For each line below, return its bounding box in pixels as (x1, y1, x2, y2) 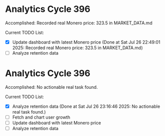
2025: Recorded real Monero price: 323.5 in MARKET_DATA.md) (12, 45, 143, 51)
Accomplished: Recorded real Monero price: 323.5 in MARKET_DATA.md (5, 20, 153, 26)
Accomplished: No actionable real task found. (5, 84, 98, 90)
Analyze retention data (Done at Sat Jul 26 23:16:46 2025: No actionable (12, 103, 161, 109)
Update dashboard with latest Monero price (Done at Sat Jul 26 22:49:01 (12, 39, 161, 45)
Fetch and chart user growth (12, 114, 71, 120)
